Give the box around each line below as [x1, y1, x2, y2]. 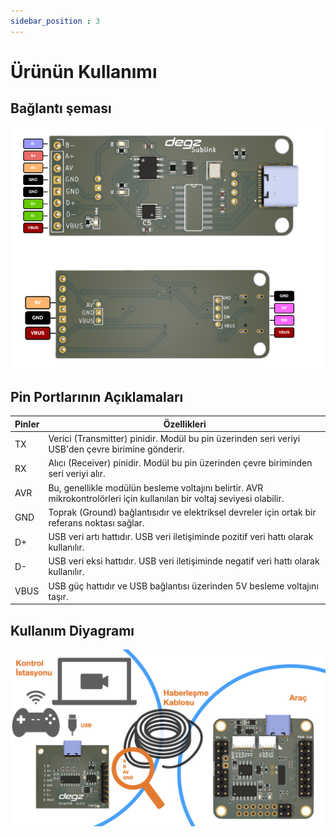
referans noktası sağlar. [48, 516, 145, 529]
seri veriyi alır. [48, 468, 106, 480]
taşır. [48, 590, 69, 602]
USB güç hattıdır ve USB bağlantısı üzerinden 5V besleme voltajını [48, 580, 319, 592]
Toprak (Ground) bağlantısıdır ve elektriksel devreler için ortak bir [48, 506, 317, 518]
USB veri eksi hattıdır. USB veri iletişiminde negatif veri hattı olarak [48, 555, 320, 567]
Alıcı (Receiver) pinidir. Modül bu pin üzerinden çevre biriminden [48, 457, 313, 469]
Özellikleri [163, 418, 207, 430]
